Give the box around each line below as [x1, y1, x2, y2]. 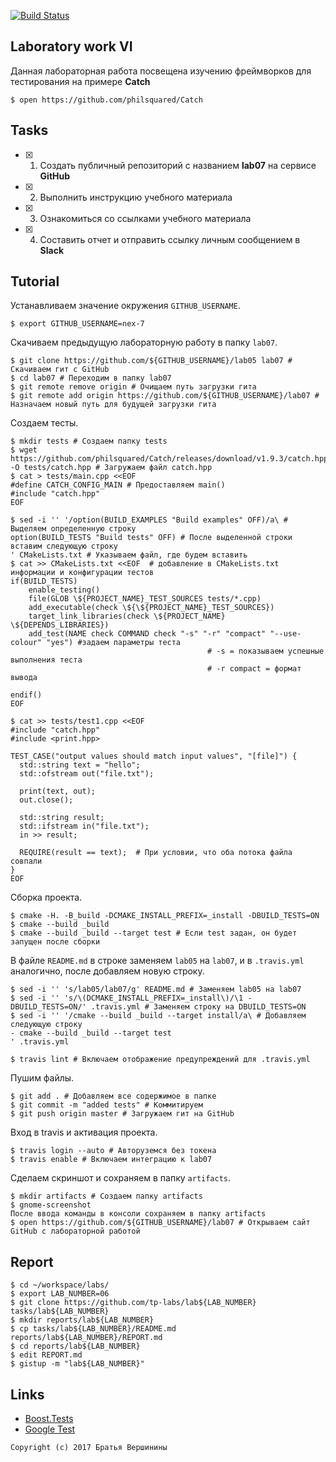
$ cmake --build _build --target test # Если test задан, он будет [10, 928, 298, 939]
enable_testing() [28, 585, 101, 595]
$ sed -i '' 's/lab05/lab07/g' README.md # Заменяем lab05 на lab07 [10, 985, 302, 995]
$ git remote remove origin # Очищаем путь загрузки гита [10, 382, 257, 392]
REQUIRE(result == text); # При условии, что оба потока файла [19, 848, 293, 858]
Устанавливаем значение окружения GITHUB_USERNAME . [10, 300, 241, 312]
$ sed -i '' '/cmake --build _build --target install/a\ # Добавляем [10, 1011, 307, 1021]
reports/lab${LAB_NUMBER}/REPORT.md [10, 1333, 163, 1343]
